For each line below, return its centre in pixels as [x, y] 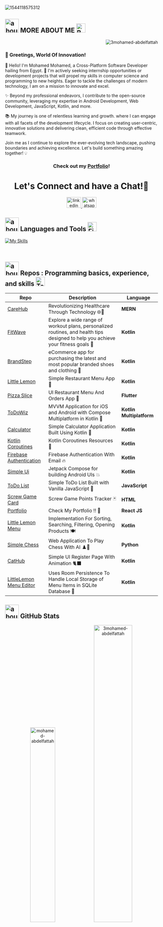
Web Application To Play [76, 541]
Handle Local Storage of [76, 579]
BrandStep [20, 361]
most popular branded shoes [81, 364]
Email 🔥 [57, 461]
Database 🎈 [62, 591]
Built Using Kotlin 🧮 [70, 432]
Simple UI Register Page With [82, 557]
